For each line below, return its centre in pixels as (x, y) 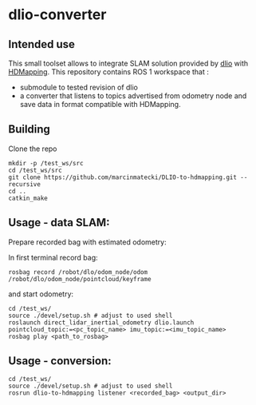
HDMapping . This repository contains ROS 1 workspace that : (109, 72)
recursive (25, 184)
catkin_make (28, 198)
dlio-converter (57, 15)
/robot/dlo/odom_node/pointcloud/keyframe (80, 279)
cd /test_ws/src (35, 170)
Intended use (42, 44)
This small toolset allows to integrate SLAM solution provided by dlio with (128, 63)
